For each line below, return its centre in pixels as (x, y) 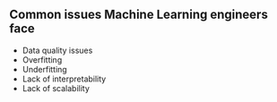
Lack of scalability (56, 88)
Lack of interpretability (64, 79)
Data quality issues (57, 50)
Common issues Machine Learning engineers (139, 15)
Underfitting (44, 69)
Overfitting (42, 59)
